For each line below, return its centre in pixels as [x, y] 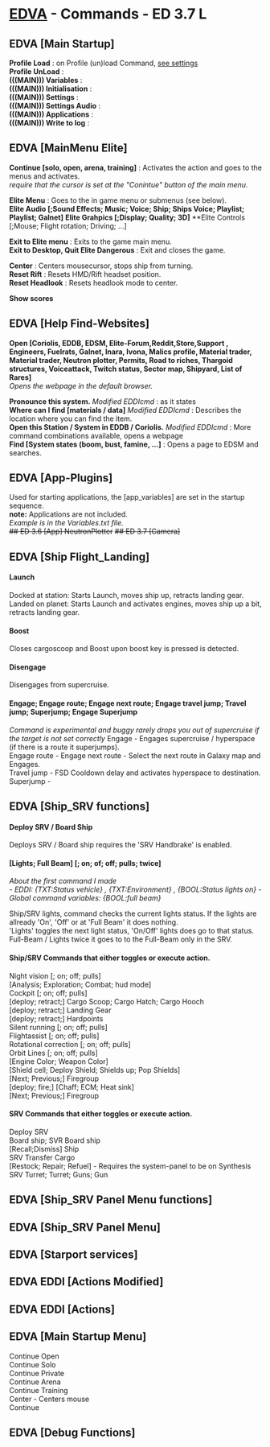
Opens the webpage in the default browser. [81, 385]
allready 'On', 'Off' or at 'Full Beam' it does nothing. [94, 922]
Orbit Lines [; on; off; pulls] [54, 1053]
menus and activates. [45, 176]
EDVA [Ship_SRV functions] [80, 807]
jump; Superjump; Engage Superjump [74, 712]
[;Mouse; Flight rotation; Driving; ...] [68, 225]
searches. [26, 452]
